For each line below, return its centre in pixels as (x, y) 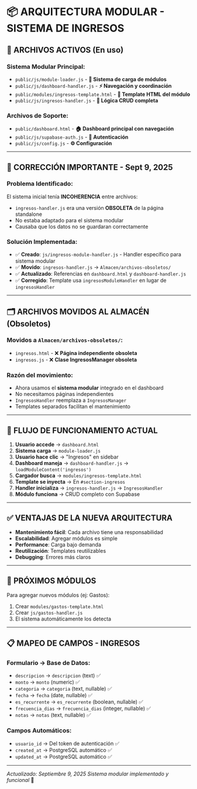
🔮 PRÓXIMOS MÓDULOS (51, 581)
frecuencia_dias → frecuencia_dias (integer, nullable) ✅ (83, 708)
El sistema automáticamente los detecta (63, 619)
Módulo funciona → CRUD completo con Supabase (77, 494)
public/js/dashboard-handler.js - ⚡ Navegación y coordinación (93, 85)
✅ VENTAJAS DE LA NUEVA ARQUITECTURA (90, 518)
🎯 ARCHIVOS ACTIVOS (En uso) (65, 50)
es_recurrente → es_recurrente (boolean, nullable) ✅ (79, 702)
